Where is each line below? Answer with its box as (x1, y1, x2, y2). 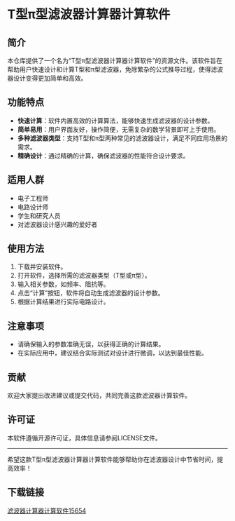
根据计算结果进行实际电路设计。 (17, 297, 110, 306)
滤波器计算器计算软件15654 (7, 506, 87, 515)
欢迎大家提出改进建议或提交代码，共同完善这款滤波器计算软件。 (7, 391, 191, 400)
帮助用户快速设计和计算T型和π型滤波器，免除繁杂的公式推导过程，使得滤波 (7, 65, 224, 74)
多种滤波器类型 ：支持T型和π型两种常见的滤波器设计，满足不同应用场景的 (17, 134, 228, 142)
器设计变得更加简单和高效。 (7, 74, 87, 82)
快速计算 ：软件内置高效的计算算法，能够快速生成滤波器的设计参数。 (17, 116, 214, 125)
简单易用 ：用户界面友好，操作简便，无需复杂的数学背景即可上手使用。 (17, 125, 220, 133)
